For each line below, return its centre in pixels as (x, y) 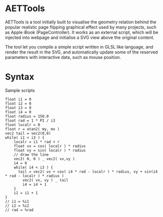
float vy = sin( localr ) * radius (50, 150)
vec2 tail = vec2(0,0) (28, 133)
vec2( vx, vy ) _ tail (45, 180)
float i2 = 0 (18, 103)
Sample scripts (20, 90)
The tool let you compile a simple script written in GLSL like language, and (79, 47)
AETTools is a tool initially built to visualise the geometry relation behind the (81, 22)
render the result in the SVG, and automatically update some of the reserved (81, 52)
